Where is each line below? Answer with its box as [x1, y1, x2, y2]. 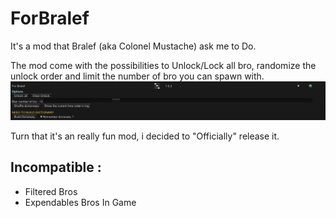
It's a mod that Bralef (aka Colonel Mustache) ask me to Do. [10, 40, 257, 52]
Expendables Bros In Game [24, 196, 137, 208]
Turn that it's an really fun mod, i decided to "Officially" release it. [10, 130, 280, 142]
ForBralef [10, 7, 90, 30]
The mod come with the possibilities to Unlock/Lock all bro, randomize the [10, 59, 317, 71]
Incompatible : [10, 159, 102, 176]
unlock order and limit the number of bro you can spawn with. [10, 70, 265, 82]
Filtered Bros [24, 185, 78, 197]
